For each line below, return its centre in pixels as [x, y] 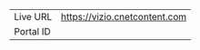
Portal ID [33, 31]
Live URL [33, 17]
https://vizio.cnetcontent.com [124, 17]
